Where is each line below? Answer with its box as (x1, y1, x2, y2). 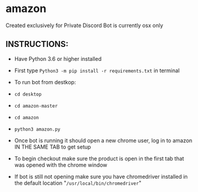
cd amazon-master (14, 103, 58, 109)
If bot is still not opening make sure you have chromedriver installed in (14, 173, 188, 180)
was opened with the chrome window (14, 161, 107, 169)
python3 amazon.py (14, 126, 61, 132)
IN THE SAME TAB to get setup (14, 143, 91, 150)
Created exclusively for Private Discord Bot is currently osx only (5, 22, 163, 29)
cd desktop (14, 91, 42, 98)
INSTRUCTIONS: (5, 39, 69, 49)
